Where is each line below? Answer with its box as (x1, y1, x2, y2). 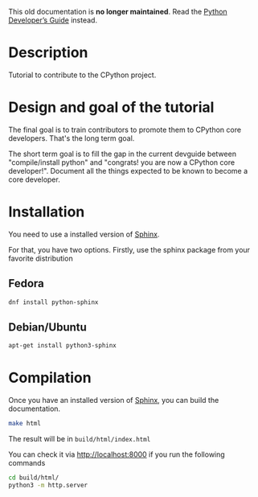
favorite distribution (8, 253, 74, 263)
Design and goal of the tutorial (8, 98, 215, 117)
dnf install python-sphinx (8, 298, 99, 306)
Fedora (8, 277, 44, 290)
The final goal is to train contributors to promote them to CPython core (8, 125, 242, 134)
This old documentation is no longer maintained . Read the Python (8, 7, 227, 16)
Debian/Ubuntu (8, 320, 87, 334)
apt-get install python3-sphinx (8, 342, 117, 350)
